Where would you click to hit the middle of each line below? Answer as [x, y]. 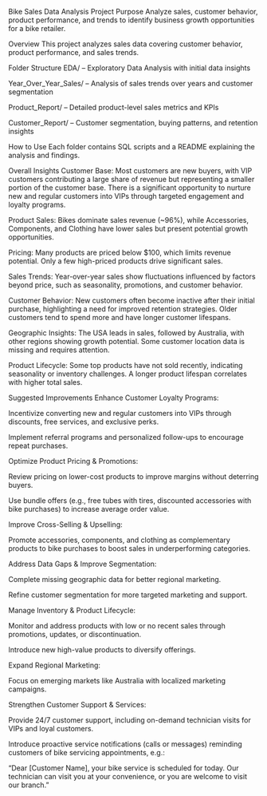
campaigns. [27, 689]
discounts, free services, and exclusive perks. [84, 422]
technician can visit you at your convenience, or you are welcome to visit [128, 776]
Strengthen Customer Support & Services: [77, 705]
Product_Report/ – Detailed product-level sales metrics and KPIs [114, 107]
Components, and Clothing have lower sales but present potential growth [128, 228]
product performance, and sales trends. [74, 52]
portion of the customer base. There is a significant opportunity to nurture [130, 188]
